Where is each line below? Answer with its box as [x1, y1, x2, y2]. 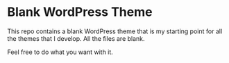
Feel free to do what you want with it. [7, 48, 113, 56]
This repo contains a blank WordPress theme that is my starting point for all [7, 27, 223, 35]
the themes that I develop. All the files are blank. [7, 34, 145, 42]
